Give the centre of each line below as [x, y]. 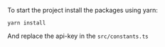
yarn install [27, 23]
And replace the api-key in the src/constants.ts [78, 36]
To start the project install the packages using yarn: [82, 10]
